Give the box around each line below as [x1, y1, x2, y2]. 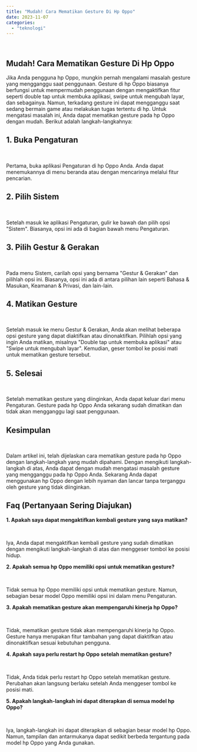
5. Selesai [6, 368, 43, 378]
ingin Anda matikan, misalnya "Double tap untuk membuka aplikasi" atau [6, 339, 182, 346]
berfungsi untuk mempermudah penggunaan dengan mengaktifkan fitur [6, 87, 181, 94]
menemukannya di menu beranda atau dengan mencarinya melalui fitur [6, 168, 179, 175]
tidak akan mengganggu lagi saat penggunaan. [6, 408, 120, 415]
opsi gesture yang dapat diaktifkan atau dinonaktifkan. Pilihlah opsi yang [6, 332, 182, 339]
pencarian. [6, 175, 32, 182]
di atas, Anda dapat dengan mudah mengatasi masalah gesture [26, 465, 180, 472]
